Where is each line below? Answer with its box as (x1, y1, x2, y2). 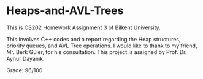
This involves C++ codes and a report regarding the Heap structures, (6, 35, 181, 43)
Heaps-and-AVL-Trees (6, 4, 124, 18)
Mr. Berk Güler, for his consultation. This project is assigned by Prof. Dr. (6, 48, 187, 55)
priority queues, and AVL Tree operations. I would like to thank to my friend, (6, 42, 197, 49)
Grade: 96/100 (6, 66, 43, 74)
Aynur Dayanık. (6, 55, 45, 62)
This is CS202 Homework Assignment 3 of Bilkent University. (6, 24, 161, 31)
